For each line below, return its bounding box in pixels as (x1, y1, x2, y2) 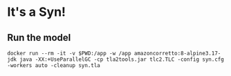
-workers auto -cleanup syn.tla (7, 62, 100, 69)
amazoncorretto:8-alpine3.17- (133, 50, 221, 57)
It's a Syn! (7, 4, 66, 20)
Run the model (7, 32, 71, 44)
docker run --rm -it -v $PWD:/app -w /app (7, 50, 131, 57)
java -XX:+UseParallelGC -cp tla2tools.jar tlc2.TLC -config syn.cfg (19, 56, 225, 63)
